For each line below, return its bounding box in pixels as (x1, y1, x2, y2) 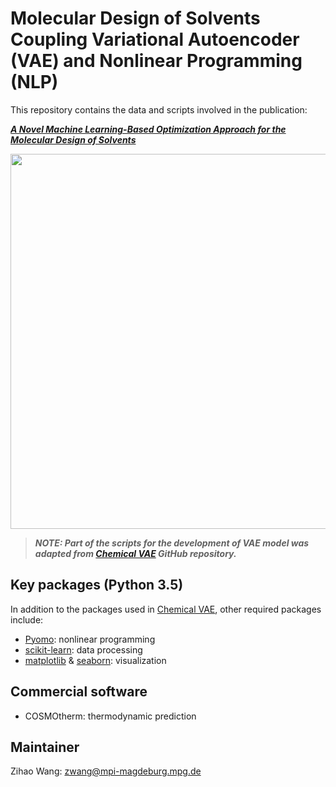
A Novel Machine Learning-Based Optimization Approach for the (10, 123, 287, 135)
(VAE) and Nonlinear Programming (10, 50, 303, 72)
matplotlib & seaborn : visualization (24, 654, 167, 666)
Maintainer (10, 738, 80, 756)
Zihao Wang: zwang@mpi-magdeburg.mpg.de (10, 765, 202, 777)
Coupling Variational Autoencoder (10, 28, 300, 51)
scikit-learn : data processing (24, 643, 143, 656)
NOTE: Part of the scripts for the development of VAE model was (34, 537, 310, 549)
